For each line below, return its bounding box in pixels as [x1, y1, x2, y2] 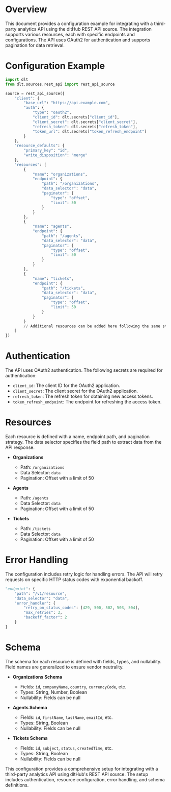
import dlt [5, 77, 28, 82]
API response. [5, 444, 35, 450]
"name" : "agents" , [32, 224, 72, 229]
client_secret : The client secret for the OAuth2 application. [12, 388, 138, 394]
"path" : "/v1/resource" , [14, 591, 67, 596]
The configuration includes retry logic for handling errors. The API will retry [5, 571, 163, 577]
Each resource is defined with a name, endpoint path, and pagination [5, 434, 150, 440]
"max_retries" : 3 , [23, 610, 63, 615]
